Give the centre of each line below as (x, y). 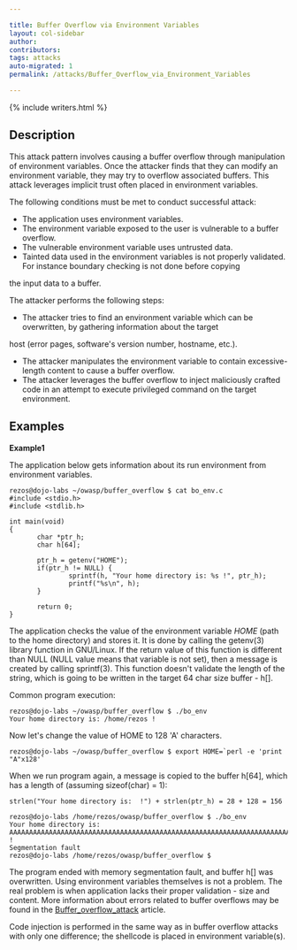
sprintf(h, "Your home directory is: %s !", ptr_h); (168, 576)
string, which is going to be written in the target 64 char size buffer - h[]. (141, 678)
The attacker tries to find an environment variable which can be (137, 317)
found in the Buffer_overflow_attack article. (88, 909)
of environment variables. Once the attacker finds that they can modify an (144, 165)
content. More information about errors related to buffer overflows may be (144, 900)
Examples (37, 427)
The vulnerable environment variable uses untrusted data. (127, 247)
